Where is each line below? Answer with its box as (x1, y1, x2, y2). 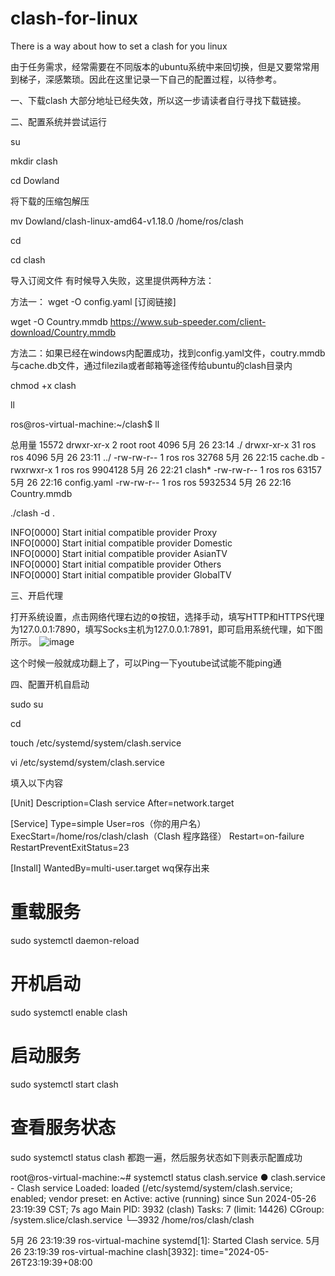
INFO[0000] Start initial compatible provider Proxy (10, 526, 218, 538)
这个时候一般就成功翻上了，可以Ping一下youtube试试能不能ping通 (10, 657, 282, 669)
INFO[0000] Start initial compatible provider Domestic (10, 537, 233, 549)
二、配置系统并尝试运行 (10, 115, 107, 127)
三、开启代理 (10, 589, 63, 601)
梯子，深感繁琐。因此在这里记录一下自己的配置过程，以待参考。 (18, 73, 282, 85)
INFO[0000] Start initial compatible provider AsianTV (10, 547, 228, 559)
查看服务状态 (10, 1116, 117, 1139)
